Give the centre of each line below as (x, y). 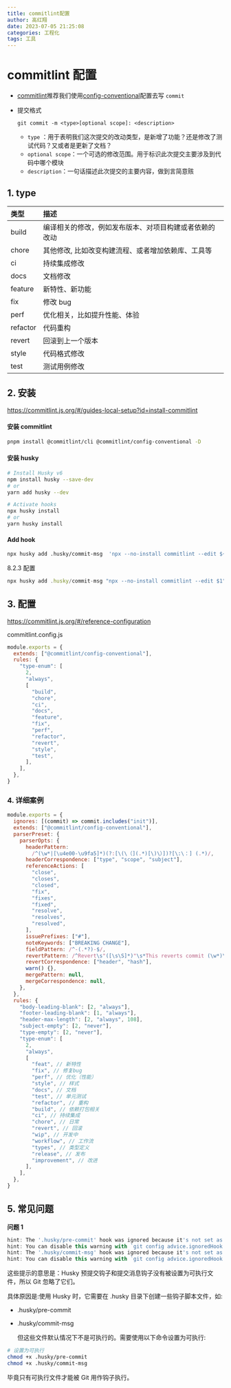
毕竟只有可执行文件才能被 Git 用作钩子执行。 (70, 1377)
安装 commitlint (30, 426)
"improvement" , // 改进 (65, 1160)
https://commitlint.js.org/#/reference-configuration (79, 621)
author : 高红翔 (27, 20)
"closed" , (46, 885)
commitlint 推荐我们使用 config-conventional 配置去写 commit (100, 96)
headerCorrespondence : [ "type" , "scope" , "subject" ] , (104, 860)
